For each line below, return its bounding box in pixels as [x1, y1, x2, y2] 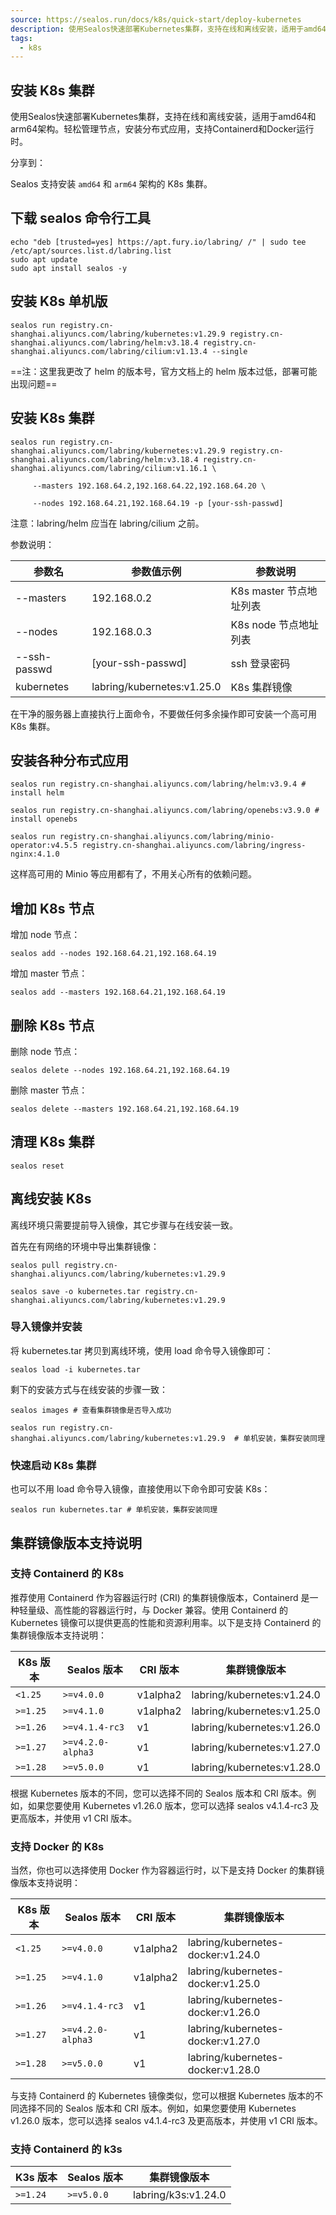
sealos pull [10, 1260, 60, 1270]
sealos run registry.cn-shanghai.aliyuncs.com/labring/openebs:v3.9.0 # [10, 806, 320, 816]
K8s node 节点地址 [230, 617, 319, 631]
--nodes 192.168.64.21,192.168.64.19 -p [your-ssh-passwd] [32, 498, 284, 508]
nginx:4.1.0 [10, 849, 60, 860]
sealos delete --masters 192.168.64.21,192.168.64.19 [10, 1104, 240, 1114]
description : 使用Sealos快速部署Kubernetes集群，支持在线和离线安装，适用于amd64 [10, 24, 327, 34]
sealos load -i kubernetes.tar [10, 1364, 141, 1375]
